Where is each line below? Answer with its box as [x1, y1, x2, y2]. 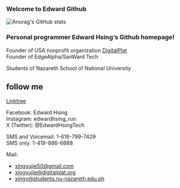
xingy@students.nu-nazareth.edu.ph [14, 175, 105, 183]
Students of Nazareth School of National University [6, 64, 131, 71]
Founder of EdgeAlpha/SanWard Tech [6, 53, 99, 60]
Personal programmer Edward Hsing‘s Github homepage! [6, 33, 175, 42]
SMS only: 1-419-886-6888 [6, 139, 73, 147]
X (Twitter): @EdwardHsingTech [6, 121, 85, 129]
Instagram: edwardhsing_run [6, 115, 77, 123]
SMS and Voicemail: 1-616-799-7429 [6, 133, 96, 140]
